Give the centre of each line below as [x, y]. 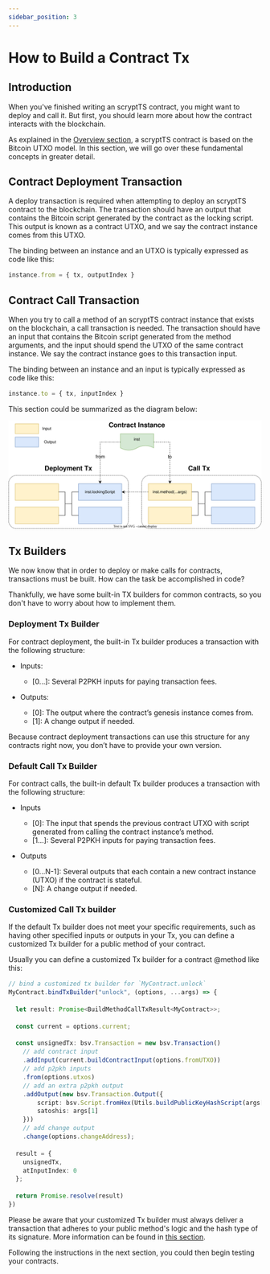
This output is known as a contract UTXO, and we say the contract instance [133, 227]
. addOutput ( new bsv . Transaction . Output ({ [93, 1094]
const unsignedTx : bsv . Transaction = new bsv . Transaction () [118, 1043]
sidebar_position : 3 [43, 17]
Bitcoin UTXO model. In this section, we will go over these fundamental [126, 148]
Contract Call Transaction [74, 300]
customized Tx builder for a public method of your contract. [107, 944]
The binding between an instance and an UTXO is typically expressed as [129, 251]
